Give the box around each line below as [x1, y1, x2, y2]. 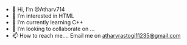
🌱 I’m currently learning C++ [12, 19, 83, 26]
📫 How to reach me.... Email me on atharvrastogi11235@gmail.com [12, 32, 181, 39]
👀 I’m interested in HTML [12, 12, 74, 19]
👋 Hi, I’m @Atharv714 [12, 6, 65, 13]
